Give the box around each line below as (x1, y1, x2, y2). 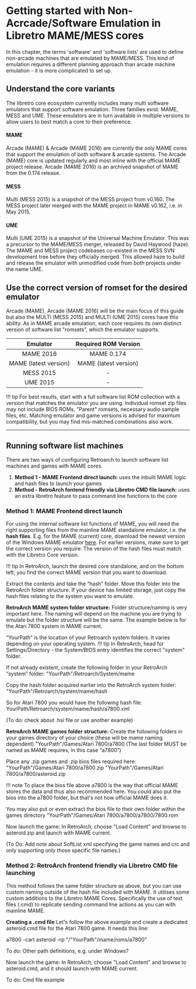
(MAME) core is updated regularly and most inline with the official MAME (6, 157, 181, 164)
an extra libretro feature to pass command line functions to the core (14, 492, 177, 499)
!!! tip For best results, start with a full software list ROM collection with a (6, 393, 180, 400)
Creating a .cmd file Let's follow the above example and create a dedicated (6, 918, 188, 925)
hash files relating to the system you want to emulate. (6, 593, 135, 600)
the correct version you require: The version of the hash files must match (6, 545, 182, 552)
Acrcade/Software (6, 16, 97, 30)
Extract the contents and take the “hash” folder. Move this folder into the (6, 581, 180, 588)
